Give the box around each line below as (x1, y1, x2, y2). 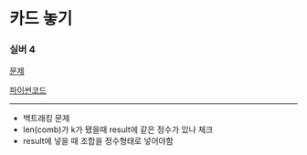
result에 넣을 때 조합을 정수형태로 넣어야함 (22, 136, 174, 147)
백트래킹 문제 (22, 113, 70, 124)
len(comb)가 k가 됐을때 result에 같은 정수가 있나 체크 (22, 124, 214, 135)
